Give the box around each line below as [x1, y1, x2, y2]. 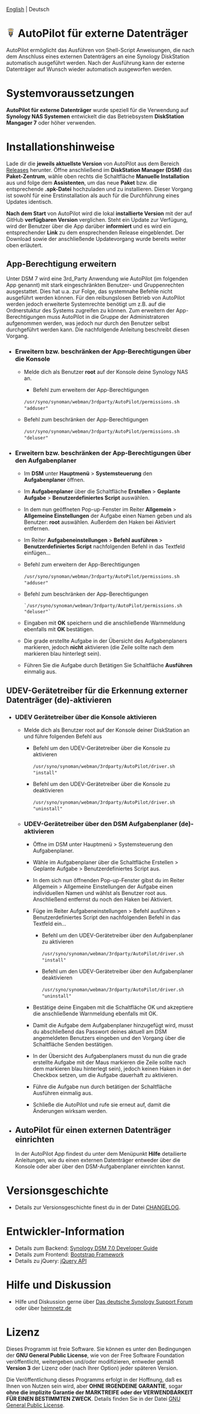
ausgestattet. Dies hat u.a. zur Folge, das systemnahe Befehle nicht [6, 288, 172, 295]
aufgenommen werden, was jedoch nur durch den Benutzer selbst [6, 319, 169, 327]
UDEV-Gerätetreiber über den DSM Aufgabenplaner [23, 819, 178, 828]
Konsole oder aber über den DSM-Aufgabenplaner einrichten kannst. [14, 1163, 186, 1170]
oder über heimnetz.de [14, 1304, 72, 1312]
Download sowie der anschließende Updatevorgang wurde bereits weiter [6, 235, 187, 242]
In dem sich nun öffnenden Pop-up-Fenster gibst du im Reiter [32, 877, 184, 884]
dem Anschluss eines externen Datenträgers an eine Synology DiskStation [6, 53, 190, 60]
